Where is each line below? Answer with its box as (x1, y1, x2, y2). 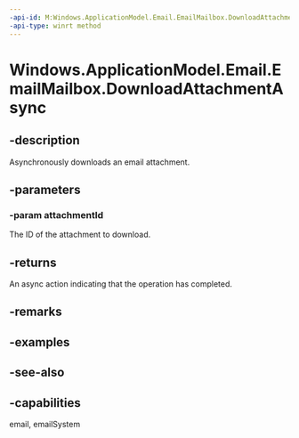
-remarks (9, 304, 62, 320)
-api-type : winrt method (9, 21, 101, 30)
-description (9, 133, 80, 148)
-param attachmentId (9, 208, 104, 221)
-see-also (9, 365, 65, 380)
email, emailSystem (9, 418, 81, 429)
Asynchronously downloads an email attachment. (9, 157, 190, 167)
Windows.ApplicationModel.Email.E (9, 60, 282, 80)
